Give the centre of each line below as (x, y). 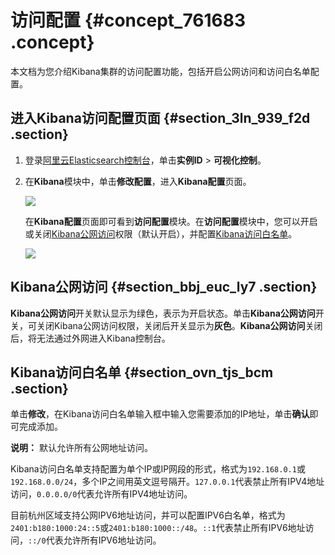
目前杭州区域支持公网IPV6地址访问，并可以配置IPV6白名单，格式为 (148, 515)
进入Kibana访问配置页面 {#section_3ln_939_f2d (160, 118)
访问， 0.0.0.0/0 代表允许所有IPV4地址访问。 (101, 494)
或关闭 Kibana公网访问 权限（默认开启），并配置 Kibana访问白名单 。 (161, 233)
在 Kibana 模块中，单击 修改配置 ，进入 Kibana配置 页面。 (138, 181)
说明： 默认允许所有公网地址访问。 (81, 448)
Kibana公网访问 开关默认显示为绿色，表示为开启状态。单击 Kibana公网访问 (163, 313)
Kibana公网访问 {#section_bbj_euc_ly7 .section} (164, 287)
